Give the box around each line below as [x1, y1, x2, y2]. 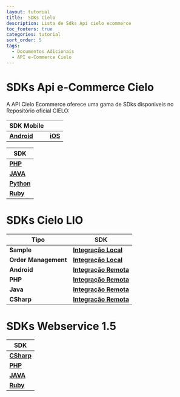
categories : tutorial [6, 32, 61, 38]
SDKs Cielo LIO [6, 213, 84, 227]
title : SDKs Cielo [6, 15, 56, 21]
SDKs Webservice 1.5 [6, 319, 117, 333]
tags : [6, 43, 20, 49]
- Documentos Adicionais [12, 49, 75, 55]
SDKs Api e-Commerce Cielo [6, 80, 155, 94]
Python [9, 179, 31, 187]
